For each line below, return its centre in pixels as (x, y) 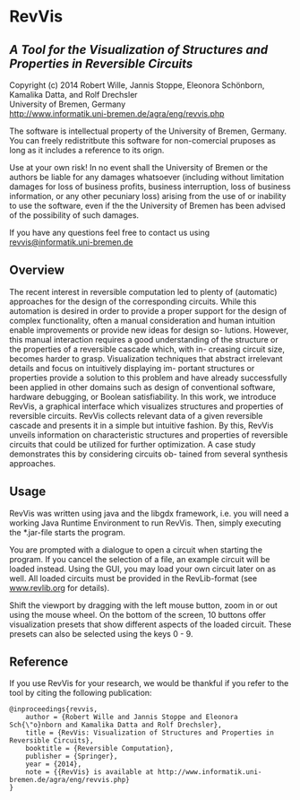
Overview (37, 270)
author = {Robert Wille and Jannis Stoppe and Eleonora (132, 717)
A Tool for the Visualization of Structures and (139, 50)
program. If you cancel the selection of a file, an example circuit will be (140, 559)
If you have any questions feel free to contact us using (110, 232)
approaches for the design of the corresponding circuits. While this (133, 301)
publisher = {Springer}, (72, 757)
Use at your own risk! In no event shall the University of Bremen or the (139, 167)
